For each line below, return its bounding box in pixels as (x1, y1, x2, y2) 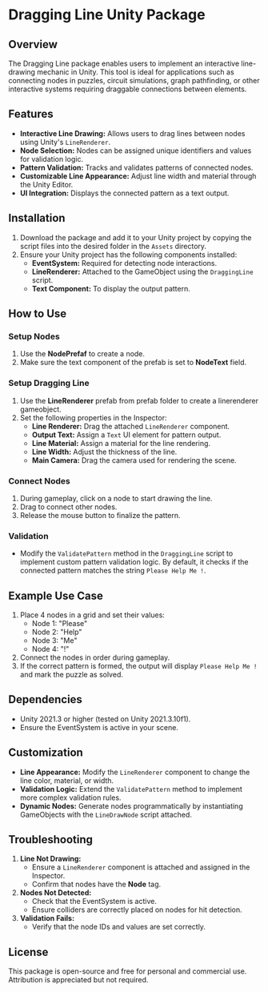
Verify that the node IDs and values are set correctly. (31, 922, 206, 932)
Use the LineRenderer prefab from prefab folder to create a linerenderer (19, 396, 258, 405)
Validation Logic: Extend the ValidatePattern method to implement (19, 784, 242, 793)
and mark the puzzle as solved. (19, 670, 124, 680)
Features (8, 107, 54, 121)
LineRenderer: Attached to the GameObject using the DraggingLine (31, 267, 254, 276)
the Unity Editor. (19, 179, 74, 189)
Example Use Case (8, 588, 104, 602)
